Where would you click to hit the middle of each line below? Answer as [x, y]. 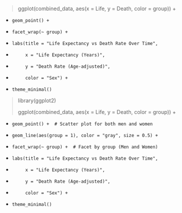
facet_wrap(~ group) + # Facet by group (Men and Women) [85, 147]
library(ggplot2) [37, 101]
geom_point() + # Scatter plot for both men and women [82, 124]
